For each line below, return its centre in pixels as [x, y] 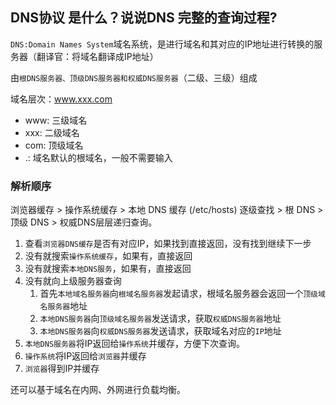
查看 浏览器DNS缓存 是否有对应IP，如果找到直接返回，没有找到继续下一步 [168, 244]
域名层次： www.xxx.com [61, 99]
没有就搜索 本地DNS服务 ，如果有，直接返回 [108, 269]
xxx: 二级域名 [52, 132]
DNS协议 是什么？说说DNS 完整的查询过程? [144, 18]
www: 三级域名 [56, 120]
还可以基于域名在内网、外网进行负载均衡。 [98, 390]
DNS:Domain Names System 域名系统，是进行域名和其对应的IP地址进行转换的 [162, 44]
